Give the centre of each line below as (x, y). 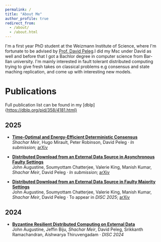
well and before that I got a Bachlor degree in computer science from (74, 56)
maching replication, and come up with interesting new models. (68, 72)
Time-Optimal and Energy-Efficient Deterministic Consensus (75, 137)
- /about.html (24, 32)
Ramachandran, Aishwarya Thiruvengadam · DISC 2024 (68, 234)
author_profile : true (27, 18)
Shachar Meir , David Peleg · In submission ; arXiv (61, 172)
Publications (31, 92)
